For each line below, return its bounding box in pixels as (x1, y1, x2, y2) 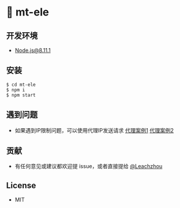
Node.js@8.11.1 (14, 47, 51, 54)
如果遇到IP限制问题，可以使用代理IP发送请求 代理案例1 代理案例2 (14, 126, 174, 134)
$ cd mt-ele (6, 82, 36, 88)
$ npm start (6, 92, 36, 98)
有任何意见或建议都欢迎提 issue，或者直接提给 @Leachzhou (14, 163, 163, 170)
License (6, 180, 36, 190)
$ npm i (6, 86, 26, 93)
